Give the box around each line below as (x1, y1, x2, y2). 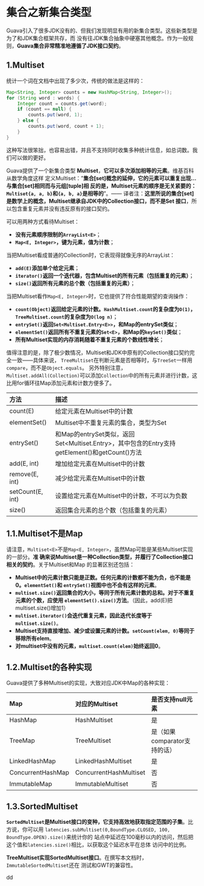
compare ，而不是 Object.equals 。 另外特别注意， (6, 364, 126, 371)
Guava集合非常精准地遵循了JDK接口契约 (17, 42, 119, 49)
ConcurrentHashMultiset (75, 768, 146, 777)
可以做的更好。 (11, 153, 49, 161)
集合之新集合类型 (6, 5, 92, 19)
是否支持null (151, 695, 187, 704)
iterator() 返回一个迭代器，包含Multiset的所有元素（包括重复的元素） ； (15, 272, 194, 279)
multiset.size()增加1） (15, 604, 69, 612)
